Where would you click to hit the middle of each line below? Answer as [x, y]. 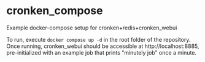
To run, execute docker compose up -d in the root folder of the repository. [99, 39]
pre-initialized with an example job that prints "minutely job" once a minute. [102, 52]
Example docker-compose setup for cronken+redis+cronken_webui [92, 28]
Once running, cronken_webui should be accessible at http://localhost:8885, [103, 46]
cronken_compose [55, 11]
